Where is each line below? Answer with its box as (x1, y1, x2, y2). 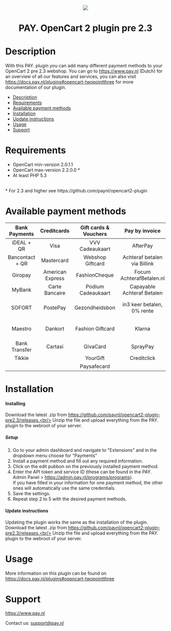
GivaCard (83, 343, 106, 350)
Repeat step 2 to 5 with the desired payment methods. (12, 496, 127, 502)
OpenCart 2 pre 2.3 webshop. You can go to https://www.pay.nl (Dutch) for (5, 68, 163, 74)
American (43, 269, 67, 275)
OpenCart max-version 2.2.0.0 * (12, 167, 80, 173)
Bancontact (8, 254, 36, 260)
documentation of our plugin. (5, 84, 66, 90)
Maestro (11, 325, 32, 332)
